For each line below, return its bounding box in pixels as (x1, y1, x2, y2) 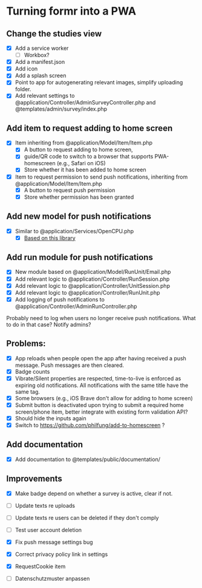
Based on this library (24, 234, 76, 241)
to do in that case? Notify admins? (6, 321, 91, 328)
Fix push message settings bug (15, 538, 93, 545)
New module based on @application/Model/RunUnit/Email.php (15, 268, 171, 276)
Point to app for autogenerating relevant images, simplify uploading (15, 79, 183, 86)
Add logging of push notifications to (15, 296, 105, 303)
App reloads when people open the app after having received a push (15, 354, 186, 362)
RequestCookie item (15, 563, 66, 570)
